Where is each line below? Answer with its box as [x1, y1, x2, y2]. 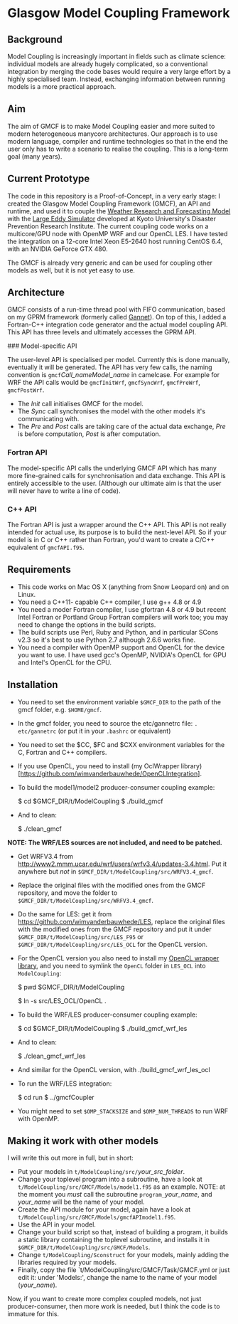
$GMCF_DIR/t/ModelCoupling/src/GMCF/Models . [17, 1243, 151, 1251]
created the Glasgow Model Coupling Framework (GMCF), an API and [7, 199, 211, 208]
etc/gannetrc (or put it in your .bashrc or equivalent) [17, 726, 171, 735]
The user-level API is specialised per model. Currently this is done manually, [7, 356, 230, 364]
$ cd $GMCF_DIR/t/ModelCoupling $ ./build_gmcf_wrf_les [17, 1024, 188, 1032]
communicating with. [17, 415, 80, 423]
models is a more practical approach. [7, 83, 117, 90]
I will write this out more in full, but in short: [7, 1154, 134, 1163]
